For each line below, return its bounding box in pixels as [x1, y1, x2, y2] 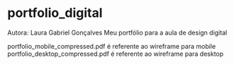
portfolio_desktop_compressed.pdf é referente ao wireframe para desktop [7, 49, 224, 58]
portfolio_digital [7, 5, 103, 21]
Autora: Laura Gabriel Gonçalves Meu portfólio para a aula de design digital [7, 28, 228, 37]
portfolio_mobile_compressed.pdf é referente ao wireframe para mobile [7, 42, 216, 50]
